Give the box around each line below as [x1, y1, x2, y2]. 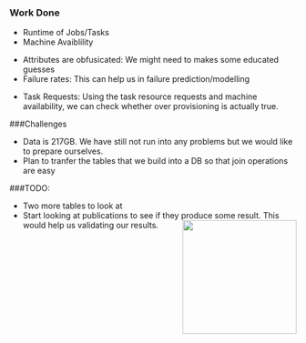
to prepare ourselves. [22, 146, 104, 156]
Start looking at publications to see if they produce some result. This [22, 210, 280, 221]
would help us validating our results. [22, 220, 159, 231]
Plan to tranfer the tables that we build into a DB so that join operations [22, 156, 289, 166]
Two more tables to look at [22, 200, 123, 211]
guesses [22, 64, 56, 75]
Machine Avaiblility [22, 36, 94, 47]
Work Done [9, 6, 61, 19]
